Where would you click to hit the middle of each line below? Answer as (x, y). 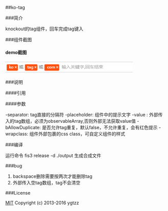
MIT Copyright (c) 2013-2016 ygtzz (42, 203)
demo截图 (16, 52)
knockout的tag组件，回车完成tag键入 (44, 29)
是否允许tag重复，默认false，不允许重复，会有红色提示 (100, 128)
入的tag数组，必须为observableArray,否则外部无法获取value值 (71, 121)
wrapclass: (17, 134)
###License (18, 193)
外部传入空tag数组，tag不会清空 (46, 183)
